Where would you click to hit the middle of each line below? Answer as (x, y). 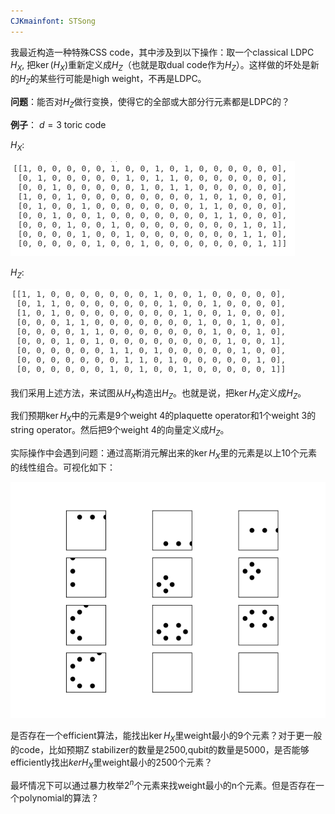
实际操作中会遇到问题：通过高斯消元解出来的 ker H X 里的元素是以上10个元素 (164, 454)
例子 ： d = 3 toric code (58, 125)
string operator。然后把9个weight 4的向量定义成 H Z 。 (120, 431)
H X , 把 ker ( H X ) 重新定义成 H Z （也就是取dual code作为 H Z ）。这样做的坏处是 (160, 65)
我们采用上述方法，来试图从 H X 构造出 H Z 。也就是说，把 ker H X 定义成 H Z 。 (158, 393)
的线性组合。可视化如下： (63, 467)
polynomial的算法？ (59, 798)
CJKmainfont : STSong (53, 21)
